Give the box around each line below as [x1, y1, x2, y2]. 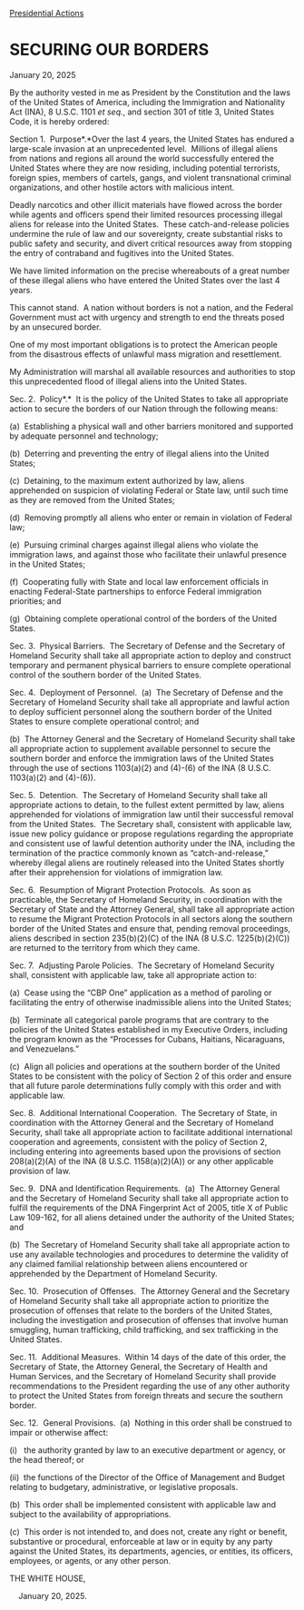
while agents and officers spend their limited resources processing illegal [9, 209, 283, 220]
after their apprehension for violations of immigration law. [9, 866, 224, 877]
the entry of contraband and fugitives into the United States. [9, 247, 234, 258]
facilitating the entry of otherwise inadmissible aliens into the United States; [9, 996, 292, 1007]
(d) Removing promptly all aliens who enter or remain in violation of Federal [9, 512, 293, 523]
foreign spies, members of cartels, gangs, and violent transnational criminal [9, 172, 292, 183]
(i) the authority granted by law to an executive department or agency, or [9, 1444, 286, 1456]
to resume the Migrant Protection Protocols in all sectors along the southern [9, 913, 293, 924]
